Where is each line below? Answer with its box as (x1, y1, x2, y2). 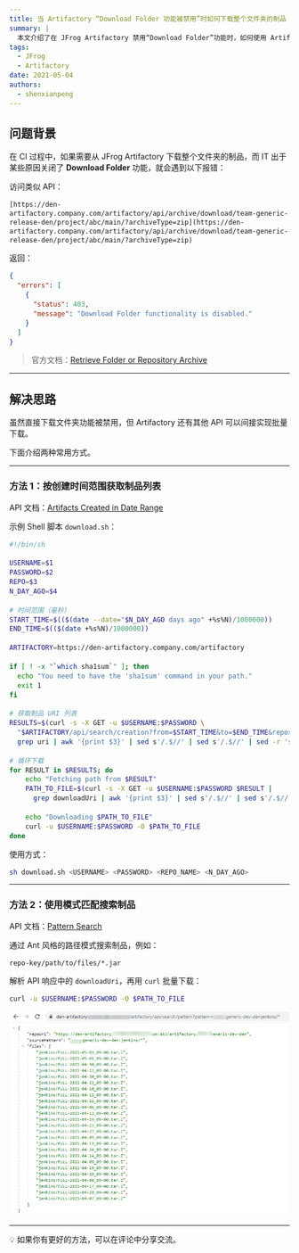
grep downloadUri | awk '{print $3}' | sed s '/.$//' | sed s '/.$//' (32, 794, 293, 803)
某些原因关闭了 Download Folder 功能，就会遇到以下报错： (9, 162, 226, 173)
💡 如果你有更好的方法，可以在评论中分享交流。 (9, 1233, 181, 1244)
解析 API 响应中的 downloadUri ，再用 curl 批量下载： (9, 975, 202, 985)
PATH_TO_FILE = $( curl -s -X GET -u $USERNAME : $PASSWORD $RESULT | (25, 785, 273, 794)
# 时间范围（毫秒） (9, 606, 71, 614)
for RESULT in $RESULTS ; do (9, 765, 114, 775)
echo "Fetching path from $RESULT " (25, 775, 158, 784)
